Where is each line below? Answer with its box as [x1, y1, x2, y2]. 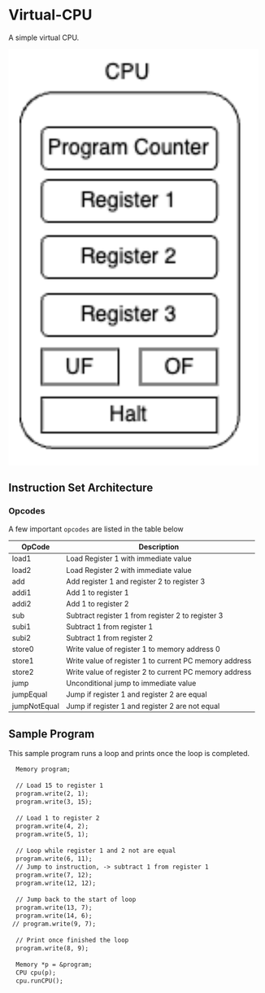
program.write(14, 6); [15, 912, 93, 920]
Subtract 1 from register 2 [66, 633, 154, 643]
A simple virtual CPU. [8, 33, 80, 42]
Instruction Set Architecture [8, 481, 154, 495]
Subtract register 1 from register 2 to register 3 [66, 610, 224, 620]
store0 [11, 645, 34, 654]
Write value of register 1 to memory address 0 [66, 645, 221, 654]
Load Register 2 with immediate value [66, 565, 193, 575]
